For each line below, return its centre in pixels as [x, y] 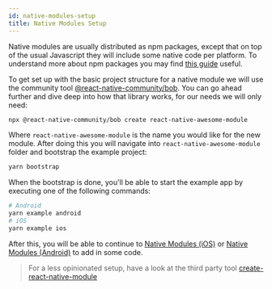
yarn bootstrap [34, 167]
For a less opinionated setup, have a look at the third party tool [132, 268]
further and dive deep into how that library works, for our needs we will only [135, 96]
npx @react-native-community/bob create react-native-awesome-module [128, 119]
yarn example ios [38, 228]
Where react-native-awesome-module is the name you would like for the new [134, 135]
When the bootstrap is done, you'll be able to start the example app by [126, 182]
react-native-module [63, 276]
